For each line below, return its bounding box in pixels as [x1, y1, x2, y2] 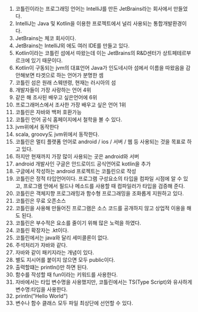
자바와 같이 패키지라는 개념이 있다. [15, 249, 94, 256]
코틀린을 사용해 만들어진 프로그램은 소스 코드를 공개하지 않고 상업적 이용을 [15, 204, 186, 212]
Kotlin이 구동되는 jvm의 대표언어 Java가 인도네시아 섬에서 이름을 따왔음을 [15, 64, 184, 71]
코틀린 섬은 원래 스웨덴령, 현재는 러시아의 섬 [15, 79, 117, 86]
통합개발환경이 [153, 20, 187, 27]
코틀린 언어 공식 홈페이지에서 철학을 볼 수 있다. [15, 116, 123, 123]
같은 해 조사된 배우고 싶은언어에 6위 [15, 94, 98, 100]
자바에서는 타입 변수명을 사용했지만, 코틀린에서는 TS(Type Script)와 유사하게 [15, 278, 193, 285]
